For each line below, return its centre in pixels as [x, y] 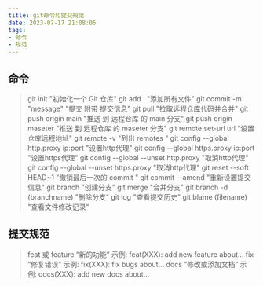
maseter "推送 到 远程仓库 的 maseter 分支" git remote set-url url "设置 [141, 128]
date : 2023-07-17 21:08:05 [52, 23]
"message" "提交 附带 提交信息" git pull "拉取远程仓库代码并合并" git [138, 108]
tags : [17, 30]
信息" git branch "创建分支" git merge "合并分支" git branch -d [128, 187]
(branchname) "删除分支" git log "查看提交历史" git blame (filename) [137, 196]
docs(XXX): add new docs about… [94, 274]
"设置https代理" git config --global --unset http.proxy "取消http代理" [138, 157]
